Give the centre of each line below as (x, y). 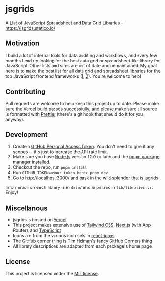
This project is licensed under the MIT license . (52, 273)
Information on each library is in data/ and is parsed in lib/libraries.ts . (79, 187)
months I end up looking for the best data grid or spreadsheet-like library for (83, 61)
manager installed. (31, 162)
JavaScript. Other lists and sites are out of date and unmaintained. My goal (81, 65)
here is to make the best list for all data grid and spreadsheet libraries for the (83, 71)
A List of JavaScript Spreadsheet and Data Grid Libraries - (64, 23)
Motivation (23, 44)
